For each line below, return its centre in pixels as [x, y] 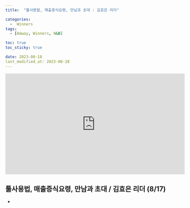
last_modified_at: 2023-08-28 [38, 61]
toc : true [16, 43]
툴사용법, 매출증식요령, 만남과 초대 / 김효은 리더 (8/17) [86, 189]
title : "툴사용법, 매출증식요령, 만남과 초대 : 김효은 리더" [62, 10]
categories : [18, 19]
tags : [11, 29]
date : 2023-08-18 [24, 57]
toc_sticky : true [24, 48]
